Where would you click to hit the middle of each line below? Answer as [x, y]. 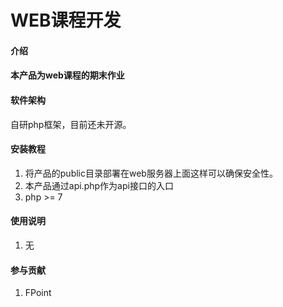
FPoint [38, 293]
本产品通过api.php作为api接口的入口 [99, 185]
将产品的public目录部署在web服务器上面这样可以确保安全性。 [151, 173]
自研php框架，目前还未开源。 [71, 124]
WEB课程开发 [66, 20]
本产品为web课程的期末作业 [67, 75]
